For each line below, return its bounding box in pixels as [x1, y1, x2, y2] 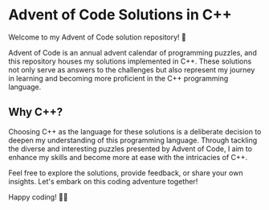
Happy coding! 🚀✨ [8, 191, 68, 202]
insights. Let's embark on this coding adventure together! [8, 176, 198, 186]
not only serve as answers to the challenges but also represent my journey [8, 64, 255, 74]
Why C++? [8, 105, 63, 119]
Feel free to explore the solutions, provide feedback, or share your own [8, 167, 243, 178]
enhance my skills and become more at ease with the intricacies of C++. [8, 152, 248, 162]
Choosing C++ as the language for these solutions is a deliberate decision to [8, 126, 262, 136]
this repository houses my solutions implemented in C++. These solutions [8, 56, 252, 66]
